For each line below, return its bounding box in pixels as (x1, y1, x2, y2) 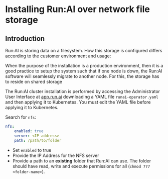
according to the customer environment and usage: (5, 53, 111, 59)
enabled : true (14, 128, 44, 134)
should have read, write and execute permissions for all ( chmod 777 (12, 163, 150, 169)
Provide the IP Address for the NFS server (12, 152, 99, 158)
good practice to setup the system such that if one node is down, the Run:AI (5, 68, 162, 74)
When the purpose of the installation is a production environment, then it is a (5, 63, 163, 68)
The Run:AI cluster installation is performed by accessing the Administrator (5, 88, 160, 94)
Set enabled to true (12, 147, 52, 153)
